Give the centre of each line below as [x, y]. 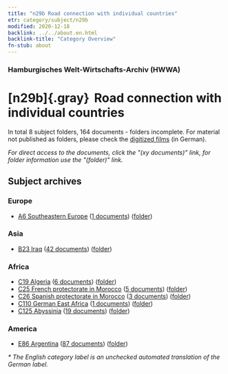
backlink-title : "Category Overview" [62, 39]
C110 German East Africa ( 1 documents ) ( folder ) [85, 304]
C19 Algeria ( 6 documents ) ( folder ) [67, 282]
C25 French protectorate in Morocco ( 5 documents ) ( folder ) [103, 289]
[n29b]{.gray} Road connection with [115, 98]
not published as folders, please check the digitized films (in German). [107, 139]
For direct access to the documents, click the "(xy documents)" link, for [109, 152]
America [22, 329]
